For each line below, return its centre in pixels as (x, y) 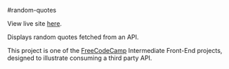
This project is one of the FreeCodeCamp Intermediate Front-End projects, (115, 51)
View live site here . (34, 23)
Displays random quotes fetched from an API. (73, 37)
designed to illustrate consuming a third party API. (80, 58)
